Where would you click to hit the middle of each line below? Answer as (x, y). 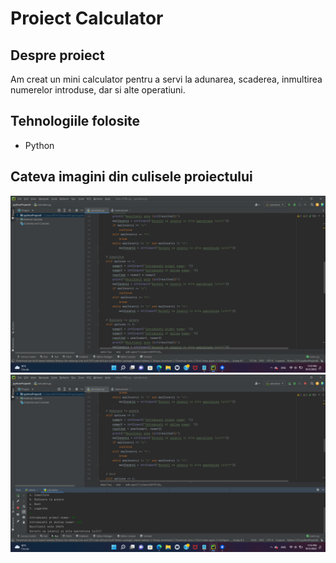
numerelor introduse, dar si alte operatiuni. (98, 90)
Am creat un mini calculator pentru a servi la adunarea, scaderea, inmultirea (166, 79)
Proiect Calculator (87, 18)
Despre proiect (57, 55)
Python (39, 145)
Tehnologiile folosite (75, 121)
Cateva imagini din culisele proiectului (131, 177)
